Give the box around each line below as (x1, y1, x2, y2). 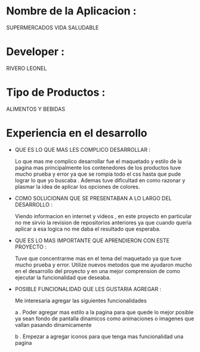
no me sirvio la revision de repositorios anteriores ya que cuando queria (14, 219, 192, 226)
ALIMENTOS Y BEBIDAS (6, 105, 66, 112)
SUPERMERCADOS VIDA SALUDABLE (6, 24, 99, 31)
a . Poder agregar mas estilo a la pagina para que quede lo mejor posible (14, 308, 194, 316)
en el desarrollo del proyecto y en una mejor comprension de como (14, 267, 180, 274)
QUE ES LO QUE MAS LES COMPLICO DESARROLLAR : (14, 146, 151, 153)
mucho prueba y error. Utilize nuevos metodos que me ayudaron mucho (14, 261, 192, 268)
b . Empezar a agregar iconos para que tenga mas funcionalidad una (14, 333, 184, 340)
